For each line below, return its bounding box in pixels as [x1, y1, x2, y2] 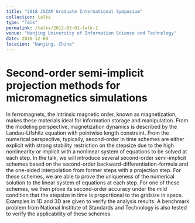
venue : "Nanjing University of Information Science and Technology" [6, 30, 177, 36]
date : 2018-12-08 [6, 36, 49, 42]
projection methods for [6, 79, 121, 92]
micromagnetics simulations [6, 91, 148, 105]
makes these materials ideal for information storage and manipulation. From [6, 116, 189, 123]
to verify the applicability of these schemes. [6, 210, 112, 217]
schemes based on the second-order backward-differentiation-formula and [6, 160, 189, 167]
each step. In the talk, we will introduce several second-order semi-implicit [6, 154, 186, 161]
